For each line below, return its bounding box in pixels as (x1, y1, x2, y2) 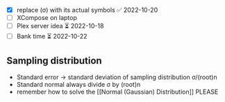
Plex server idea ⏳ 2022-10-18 (16, 22, 104, 30)
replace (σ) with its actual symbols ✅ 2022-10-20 (16, 6, 158, 14)
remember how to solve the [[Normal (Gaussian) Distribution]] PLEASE (16, 88, 219, 96)
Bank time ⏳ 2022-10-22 (16, 32, 87, 41)
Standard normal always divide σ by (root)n (16, 80, 141, 88)
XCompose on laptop (16, 14, 78, 22)
